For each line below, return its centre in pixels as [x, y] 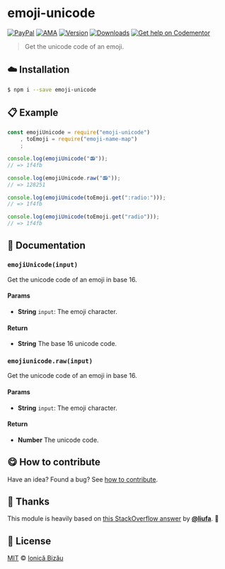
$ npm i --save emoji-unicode [52, 90]
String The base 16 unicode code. [67, 344]
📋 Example [33, 113]
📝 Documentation [47, 245]
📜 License [29, 541]
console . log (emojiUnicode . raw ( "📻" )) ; [64, 178]
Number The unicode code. [58, 440]
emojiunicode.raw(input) [50, 361]
